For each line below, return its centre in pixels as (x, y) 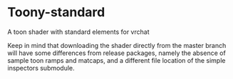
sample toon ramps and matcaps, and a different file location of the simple (116, 60)
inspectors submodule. (41, 68)
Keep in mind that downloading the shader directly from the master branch (117, 45)
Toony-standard (56, 12)
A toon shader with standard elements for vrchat (78, 32)
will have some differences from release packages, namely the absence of (116, 53)
